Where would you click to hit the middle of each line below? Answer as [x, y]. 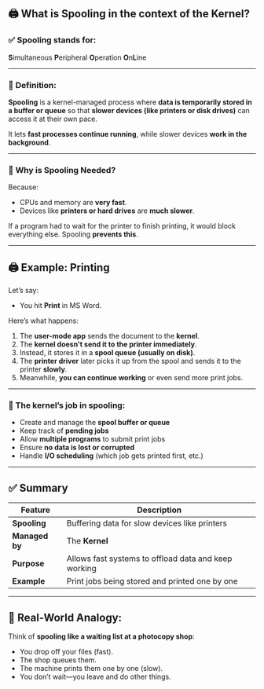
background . [29, 142]
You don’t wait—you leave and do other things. [95, 677]
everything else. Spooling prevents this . [73, 234]
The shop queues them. [58, 660]
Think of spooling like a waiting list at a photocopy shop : [101, 636]
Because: [24, 187]
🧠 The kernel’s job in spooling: [67, 405]
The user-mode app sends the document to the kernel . [110, 336]
